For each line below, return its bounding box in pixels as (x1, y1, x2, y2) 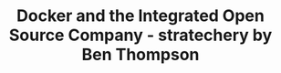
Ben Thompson (81, 45, 200, 65)
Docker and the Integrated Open (16, 5, 265, 26)
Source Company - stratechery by (8, 25, 273, 46)
